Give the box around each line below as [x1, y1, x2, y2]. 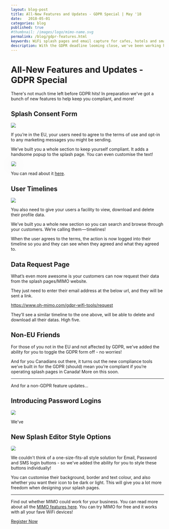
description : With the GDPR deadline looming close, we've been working [11, 43, 161, 48]
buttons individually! [11, 465, 51, 471]
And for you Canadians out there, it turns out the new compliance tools [11, 358, 152, 364]
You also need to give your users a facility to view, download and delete [11, 207, 154, 213]
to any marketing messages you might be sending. [11, 137, 112, 143]
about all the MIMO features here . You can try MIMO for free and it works [11, 504, 157, 510]
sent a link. [11, 293, 33, 299]
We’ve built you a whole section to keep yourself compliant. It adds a [11, 146, 149, 152]
